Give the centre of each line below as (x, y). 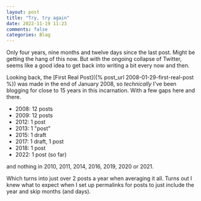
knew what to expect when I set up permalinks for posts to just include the (100, 185)
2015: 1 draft (31, 135)
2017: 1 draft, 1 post (40, 141)
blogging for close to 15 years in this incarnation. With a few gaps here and (100, 90)
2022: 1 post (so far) (41, 155)
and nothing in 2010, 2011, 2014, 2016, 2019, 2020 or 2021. (80, 167)
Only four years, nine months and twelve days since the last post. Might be (101, 52)
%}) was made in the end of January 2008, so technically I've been (91, 84)
